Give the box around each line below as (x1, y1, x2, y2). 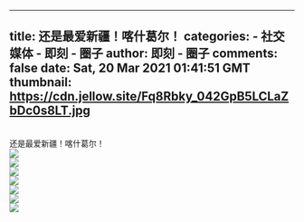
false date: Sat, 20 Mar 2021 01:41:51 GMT (9, 61, 251, 76)
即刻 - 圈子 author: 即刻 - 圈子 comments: (43, 46, 279, 62)
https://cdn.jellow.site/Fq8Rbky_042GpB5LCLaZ (9, 89, 290, 104)
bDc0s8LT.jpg (9, 103, 90, 119)
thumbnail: (9, 74, 72, 91)
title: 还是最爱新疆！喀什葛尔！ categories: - (9, 29, 259, 44)
